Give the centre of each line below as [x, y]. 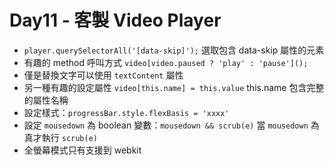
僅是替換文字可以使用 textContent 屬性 [103, 75]
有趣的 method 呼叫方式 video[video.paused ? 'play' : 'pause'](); [166, 62]
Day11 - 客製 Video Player [115, 20]
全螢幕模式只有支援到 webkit [82, 150]
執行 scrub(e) [70, 137]
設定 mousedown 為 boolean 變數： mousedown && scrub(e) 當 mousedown [166, 125]
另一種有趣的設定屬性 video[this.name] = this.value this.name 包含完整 [174, 87]
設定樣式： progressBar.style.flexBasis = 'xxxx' [126, 112]
